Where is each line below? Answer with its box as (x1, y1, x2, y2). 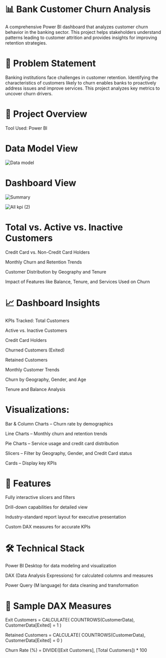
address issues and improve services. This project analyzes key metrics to (5, 85, 160, 91)
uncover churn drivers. (5, 90, 53, 96)
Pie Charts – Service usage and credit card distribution (5, 440, 119, 446)
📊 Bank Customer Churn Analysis (5, 4, 151, 15)
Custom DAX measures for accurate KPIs (5, 524, 91, 530)
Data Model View (5, 143, 78, 154)
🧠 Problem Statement (5, 58, 96, 69)
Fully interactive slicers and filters (5, 494, 75, 500)
